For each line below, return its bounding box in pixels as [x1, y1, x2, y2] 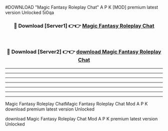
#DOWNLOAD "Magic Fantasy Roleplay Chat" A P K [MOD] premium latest [5, 4, 158, 10]
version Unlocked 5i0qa [5, 9, 54, 15]
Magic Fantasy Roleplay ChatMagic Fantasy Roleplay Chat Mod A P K [5, 100, 148, 106]
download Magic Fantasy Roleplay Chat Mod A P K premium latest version [5, 115, 158, 121]
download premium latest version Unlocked [5, 106, 95, 112]
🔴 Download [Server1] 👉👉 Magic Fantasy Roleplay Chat [13, 22, 154, 29]
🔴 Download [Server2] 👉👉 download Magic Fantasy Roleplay [6, 48, 161, 55]
